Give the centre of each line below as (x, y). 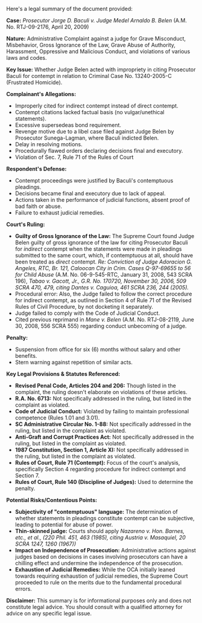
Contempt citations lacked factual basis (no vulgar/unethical (90, 112)
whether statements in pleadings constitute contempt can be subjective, (105, 518)
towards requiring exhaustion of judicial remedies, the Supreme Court (101, 576)
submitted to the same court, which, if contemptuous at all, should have (104, 255)
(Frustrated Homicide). (34, 82)
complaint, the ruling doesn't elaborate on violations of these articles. (101, 392)
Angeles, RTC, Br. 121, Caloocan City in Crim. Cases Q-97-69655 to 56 (103, 268)
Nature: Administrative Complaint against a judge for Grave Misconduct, (96, 38)
